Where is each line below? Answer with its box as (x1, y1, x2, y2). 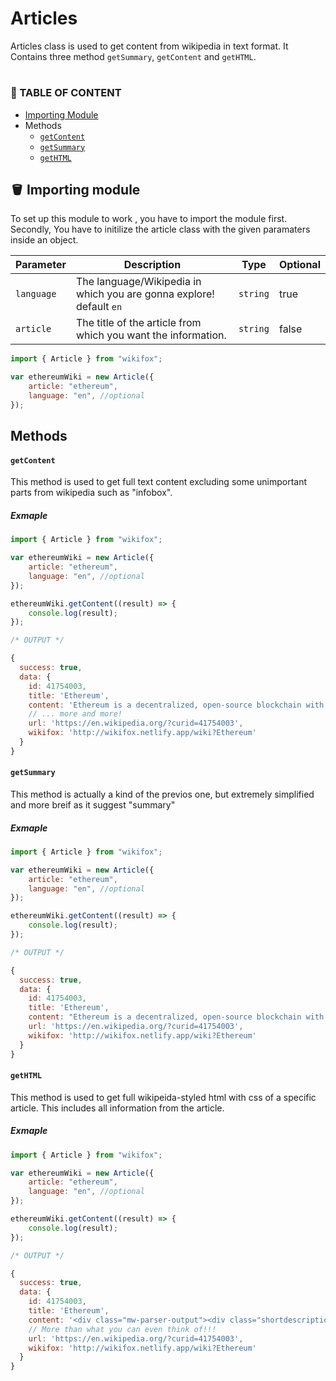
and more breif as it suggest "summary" (10, 798, 176, 811)
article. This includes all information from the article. (10, 1102, 225, 1114)
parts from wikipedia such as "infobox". (10, 487, 173, 499)
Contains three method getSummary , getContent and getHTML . (10, 50, 257, 62)
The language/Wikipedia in (75, 275, 202, 289)
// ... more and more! (28, 709, 123, 719)
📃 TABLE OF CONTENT (10, 86, 122, 100)
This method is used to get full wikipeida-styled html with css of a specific (10, 1091, 317, 1103)
